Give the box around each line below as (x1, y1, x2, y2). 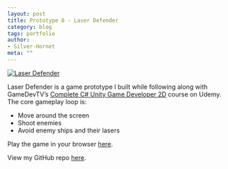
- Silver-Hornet (7, 43, 55, 50)
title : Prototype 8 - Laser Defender (7, 17, 119, 24)
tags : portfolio (7, 30, 55, 37)
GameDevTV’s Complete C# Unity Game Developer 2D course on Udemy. (7, 89, 222, 99)
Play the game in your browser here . (7, 139, 113, 148)
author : (7, 37, 30, 44)
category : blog (7, 23, 52, 30)
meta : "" (7, 50, 33, 57)
